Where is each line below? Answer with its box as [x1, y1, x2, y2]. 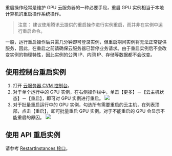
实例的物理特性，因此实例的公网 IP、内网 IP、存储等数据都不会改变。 [9, 51, 155, 58]
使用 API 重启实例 [5, 131, 60, 139]
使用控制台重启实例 [5, 68, 66, 76]
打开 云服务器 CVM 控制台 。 [12, 82, 73, 88]
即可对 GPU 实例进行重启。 [46, 95, 104, 101]
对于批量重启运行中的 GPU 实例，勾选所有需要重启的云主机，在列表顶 [12, 101, 160, 108]
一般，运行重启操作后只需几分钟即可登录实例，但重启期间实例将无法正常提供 [5, 39, 167, 45]
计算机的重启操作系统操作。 [5, 11, 64, 17]
